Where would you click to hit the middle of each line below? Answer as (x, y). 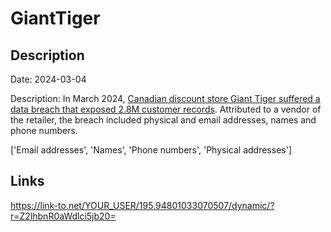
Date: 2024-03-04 (48, 79)
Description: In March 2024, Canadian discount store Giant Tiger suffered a (165, 98)
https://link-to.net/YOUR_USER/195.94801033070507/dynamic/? (142, 205)
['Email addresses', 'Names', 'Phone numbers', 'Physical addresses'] (151, 150)
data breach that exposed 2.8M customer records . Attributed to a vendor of (166, 109)
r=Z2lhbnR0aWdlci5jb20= (63, 216)
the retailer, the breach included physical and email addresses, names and (163, 120)
